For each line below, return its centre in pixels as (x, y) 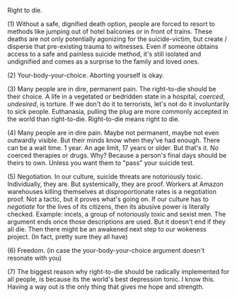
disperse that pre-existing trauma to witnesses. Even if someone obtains (113, 46)
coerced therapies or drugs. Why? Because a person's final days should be (117, 155)
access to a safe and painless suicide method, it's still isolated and (104, 54)
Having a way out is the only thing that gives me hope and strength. (106, 287)
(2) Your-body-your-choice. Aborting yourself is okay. (86, 75)
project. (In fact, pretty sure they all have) (68, 237)
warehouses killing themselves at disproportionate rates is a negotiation (112, 191)
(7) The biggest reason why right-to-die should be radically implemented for (118, 271)
